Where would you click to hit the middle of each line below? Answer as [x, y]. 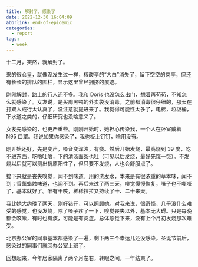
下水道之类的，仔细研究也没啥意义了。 [52, 116]
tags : [13, 39]
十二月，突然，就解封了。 [37, 62]
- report [22, 34]
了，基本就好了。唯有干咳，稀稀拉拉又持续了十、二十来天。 [78, 191]
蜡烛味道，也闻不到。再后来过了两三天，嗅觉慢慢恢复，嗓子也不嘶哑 [109, 183]
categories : [21, 28]
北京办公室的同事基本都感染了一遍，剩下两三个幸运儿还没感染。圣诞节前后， [99, 238]
